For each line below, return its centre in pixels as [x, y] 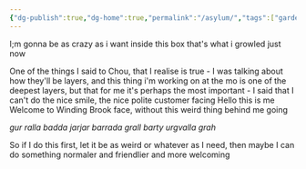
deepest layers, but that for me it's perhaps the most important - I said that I [152, 90]
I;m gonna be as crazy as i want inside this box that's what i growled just [145, 44]
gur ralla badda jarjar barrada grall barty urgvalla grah [113, 127]
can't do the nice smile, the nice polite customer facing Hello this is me [142, 100]
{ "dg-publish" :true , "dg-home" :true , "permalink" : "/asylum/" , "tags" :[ [142, 18]
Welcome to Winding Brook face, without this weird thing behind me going [149, 109]
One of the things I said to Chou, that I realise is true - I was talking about [147, 71]
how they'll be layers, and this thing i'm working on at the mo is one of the [148, 80]
